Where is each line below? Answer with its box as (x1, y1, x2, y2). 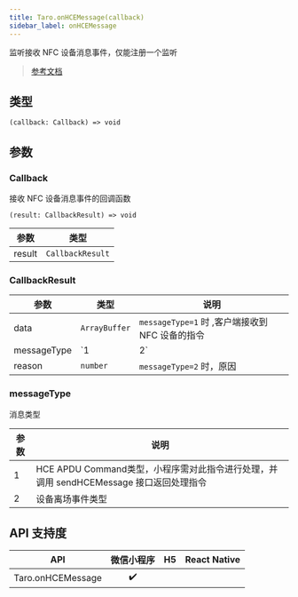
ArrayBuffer (80, 323, 131, 333)
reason (13, 360, 43, 372)
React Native (184, 553, 241, 566)
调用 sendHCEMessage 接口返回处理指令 (35, 476, 207, 489)
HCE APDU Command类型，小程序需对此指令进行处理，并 (35, 463, 278, 475)
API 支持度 (9, 525, 67, 540)
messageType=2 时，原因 (138, 361, 237, 373)
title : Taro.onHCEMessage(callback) (9, 12, 145, 22)
